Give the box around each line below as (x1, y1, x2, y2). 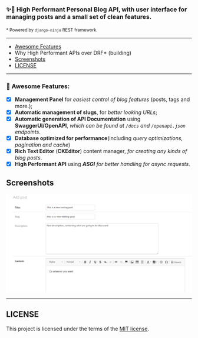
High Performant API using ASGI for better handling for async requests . (14, 160, 190, 167)
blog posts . (14, 154, 42, 161)
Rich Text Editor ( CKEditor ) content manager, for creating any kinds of (14, 147, 187, 154)
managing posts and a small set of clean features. (6, 12, 152, 21)
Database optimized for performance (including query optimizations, (14, 134, 183, 141)
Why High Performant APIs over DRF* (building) (14, 50, 131, 57)
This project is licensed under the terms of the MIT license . (6, 325, 149, 332)
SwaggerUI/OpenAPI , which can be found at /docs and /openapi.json (14, 122, 186, 129)
